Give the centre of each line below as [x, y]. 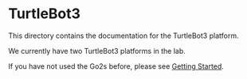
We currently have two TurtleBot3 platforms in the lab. [97, 51]
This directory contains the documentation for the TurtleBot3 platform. [123, 36]
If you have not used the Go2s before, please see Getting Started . [116, 66]
